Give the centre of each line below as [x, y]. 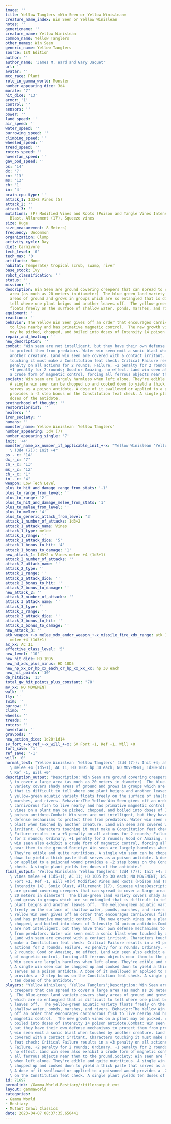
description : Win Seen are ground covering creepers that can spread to [84, 289]
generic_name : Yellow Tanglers [38, 48]
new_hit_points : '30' [28, 673]
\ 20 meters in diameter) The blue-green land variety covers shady [85, 895]
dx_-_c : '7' [18, 460]
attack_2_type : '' [25, 569]
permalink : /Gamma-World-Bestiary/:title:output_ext [62, 1085]
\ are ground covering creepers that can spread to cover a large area [88, 891]
